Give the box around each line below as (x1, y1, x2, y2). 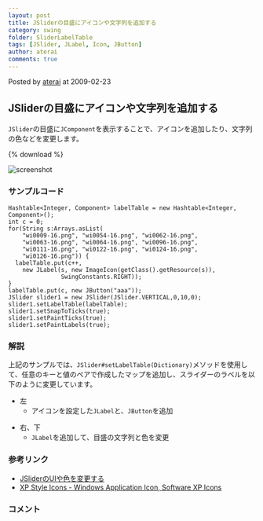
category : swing (8, 26, 61, 34)
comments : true (8, 56, 58, 64)
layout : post (8, 11, 51, 20)
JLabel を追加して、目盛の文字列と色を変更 (31, 433, 170, 442)
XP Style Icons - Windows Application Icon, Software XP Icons (19, 482, 222, 492)
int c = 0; (8, 218, 44, 226)
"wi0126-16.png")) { (22, 252, 89, 260)
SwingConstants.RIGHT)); (60, 273, 143, 281)
